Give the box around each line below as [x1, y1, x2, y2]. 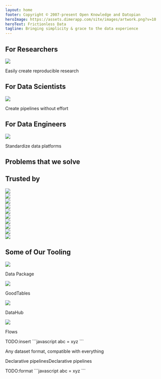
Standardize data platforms [5, 143, 62, 149]
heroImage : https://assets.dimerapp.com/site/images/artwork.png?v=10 [5, 17, 156, 22]
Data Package [5, 271, 34, 277]
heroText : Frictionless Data [5, 21, 66, 27]
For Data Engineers [5, 120, 66, 129]
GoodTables [5, 290, 31, 296]
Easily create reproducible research [5, 68, 79, 74]
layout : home [5, 7, 33, 13]
